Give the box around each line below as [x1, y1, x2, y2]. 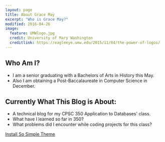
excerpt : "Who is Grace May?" [5, 17, 69, 22]
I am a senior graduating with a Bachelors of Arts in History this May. [12, 72, 154, 78]
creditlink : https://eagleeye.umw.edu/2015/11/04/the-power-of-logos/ [10, 40, 160, 45]
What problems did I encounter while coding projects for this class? [12, 121, 152, 127]
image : [5, 26, 19, 31]
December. [12, 83, 36, 89]
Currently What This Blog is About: [5, 97, 117, 106]
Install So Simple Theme [5, 131, 55, 137]
